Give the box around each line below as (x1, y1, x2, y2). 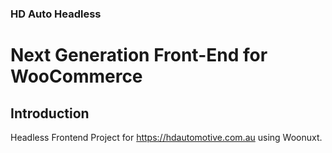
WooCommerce (10, 65, 143, 88)
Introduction (10, 105, 90, 122)
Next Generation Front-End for (10, 44, 268, 67)
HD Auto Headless (10, 7, 102, 21)
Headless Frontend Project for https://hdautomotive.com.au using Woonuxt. (10, 131, 323, 143)
